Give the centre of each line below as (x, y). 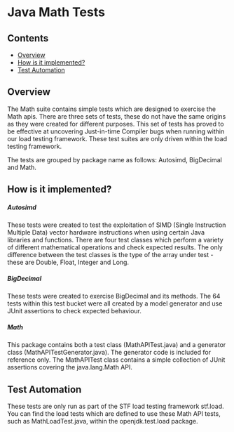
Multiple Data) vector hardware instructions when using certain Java (106, 233)
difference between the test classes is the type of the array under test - (110, 255)
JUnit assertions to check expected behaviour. (75, 311)
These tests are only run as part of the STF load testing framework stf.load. (116, 406)
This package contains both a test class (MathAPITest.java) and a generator (117, 345)
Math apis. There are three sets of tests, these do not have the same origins (117, 116)
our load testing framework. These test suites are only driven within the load (117, 138)
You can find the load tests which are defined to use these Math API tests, (114, 413)
